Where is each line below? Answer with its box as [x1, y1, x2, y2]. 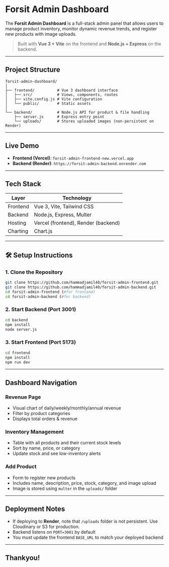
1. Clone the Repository [5, 269, 63, 276]
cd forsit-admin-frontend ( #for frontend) [5, 289, 96, 294]
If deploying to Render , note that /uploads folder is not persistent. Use [12, 518, 158, 524]
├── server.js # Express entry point [14, 114, 105, 119]
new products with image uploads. [5, 31, 77, 37]
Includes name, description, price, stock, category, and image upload [12, 480, 156, 486]
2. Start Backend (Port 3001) [5, 306, 76, 313]
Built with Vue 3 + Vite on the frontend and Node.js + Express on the [17, 40, 161, 46]
